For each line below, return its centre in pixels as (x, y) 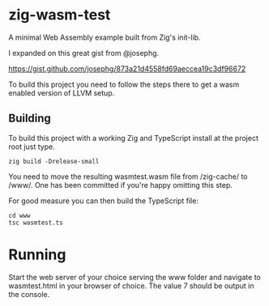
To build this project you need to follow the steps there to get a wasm (124, 84)
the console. (29, 294)
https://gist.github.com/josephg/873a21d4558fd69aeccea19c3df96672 (127, 68)
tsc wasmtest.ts (36, 223)
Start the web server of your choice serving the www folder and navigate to (135, 277)
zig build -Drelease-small (54, 161)
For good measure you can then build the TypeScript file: (103, 201)
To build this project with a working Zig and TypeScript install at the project (134, 138)
